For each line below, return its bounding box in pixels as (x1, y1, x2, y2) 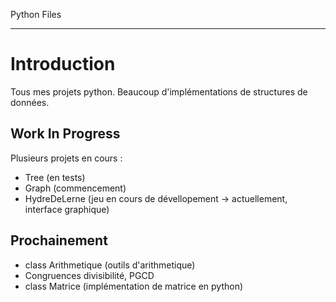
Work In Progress (10, 125, 121, 143)
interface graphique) (24, 203, 110, 215)
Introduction (10, 53, 116, 76)
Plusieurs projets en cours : (10, 152, 123, 164)
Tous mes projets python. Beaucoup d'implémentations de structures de (10, 85, 308, 98)
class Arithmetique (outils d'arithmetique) (24, 259, 196, 271)
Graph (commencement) (24, 182, 127, 194)
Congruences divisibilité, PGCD (24, 269, 155, 281)
